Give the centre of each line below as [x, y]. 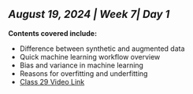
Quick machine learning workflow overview [90, 56]
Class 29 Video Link [52, 81]
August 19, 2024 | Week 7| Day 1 [89, 14]
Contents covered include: [52, 33]
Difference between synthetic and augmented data [102, 49]
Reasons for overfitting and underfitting [84, 73]
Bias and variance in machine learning [82, 65]
